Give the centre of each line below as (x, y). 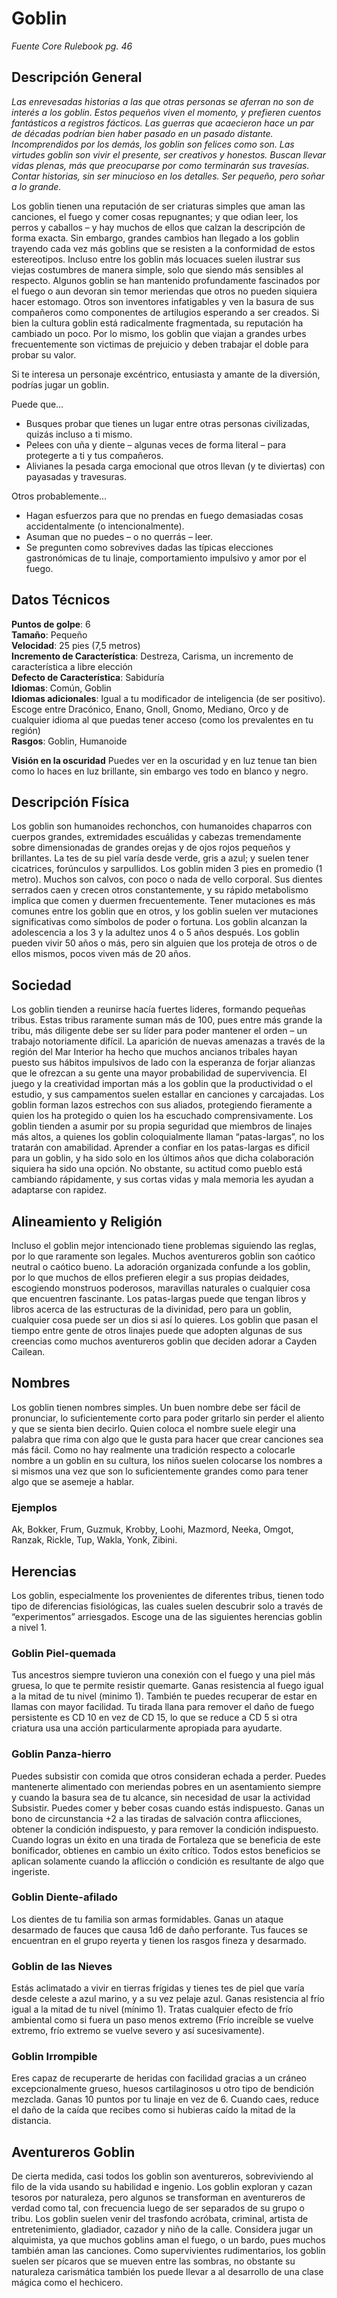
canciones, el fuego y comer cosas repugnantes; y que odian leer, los (155, 216)
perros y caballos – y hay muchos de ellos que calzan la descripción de (158, 227)
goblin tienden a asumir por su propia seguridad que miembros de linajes (162, 1126)
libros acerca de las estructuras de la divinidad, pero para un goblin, (151, 1309)
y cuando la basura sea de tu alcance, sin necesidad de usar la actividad (161, 1797)
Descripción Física (70, 802)
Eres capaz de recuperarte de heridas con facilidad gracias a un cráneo (159, 2078)
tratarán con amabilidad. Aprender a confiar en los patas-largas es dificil (160, 1148)
